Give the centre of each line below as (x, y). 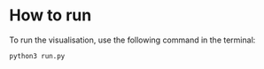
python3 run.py (37, 56)
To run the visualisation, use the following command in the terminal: (132, 40)
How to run (50, 15)
